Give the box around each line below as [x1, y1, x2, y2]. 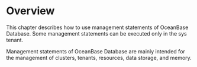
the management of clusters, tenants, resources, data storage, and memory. [6, 54, 192, 61]
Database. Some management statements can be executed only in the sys [6, 30, 188, 37]
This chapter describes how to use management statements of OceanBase [6, 24, 189, 31]
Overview [6, 4, 55, 18]
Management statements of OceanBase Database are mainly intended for [6, 47, 185, 55]
